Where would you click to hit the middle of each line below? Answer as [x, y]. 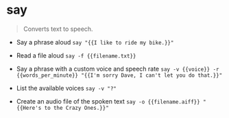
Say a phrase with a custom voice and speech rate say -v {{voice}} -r [118, 69]
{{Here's [29, 108]
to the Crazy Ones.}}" [76, 108]
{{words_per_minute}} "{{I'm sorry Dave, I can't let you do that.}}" [119, 75]
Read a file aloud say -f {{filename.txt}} [76, 55]
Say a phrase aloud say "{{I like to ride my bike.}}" [95, 42]
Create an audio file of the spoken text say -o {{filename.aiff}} [108, 101]
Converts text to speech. [58, 29]
